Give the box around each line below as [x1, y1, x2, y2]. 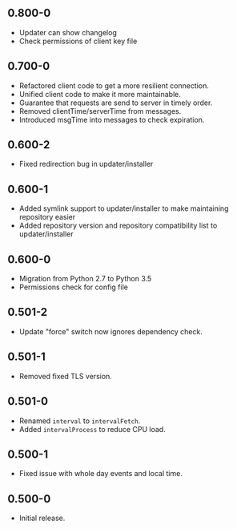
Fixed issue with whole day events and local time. [18, 469, 183, 479]
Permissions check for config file [18, 282, 129, 292]
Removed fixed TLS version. [18, 371, 113, 381]
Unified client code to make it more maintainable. [18, 89, 181, 99]
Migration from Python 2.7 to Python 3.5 [18, 274, 152, 284]
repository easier [18, 212, 76, 222]
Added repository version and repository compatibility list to [18, 220, 218, 231]
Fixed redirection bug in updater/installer [18, 160, 154, 169]
